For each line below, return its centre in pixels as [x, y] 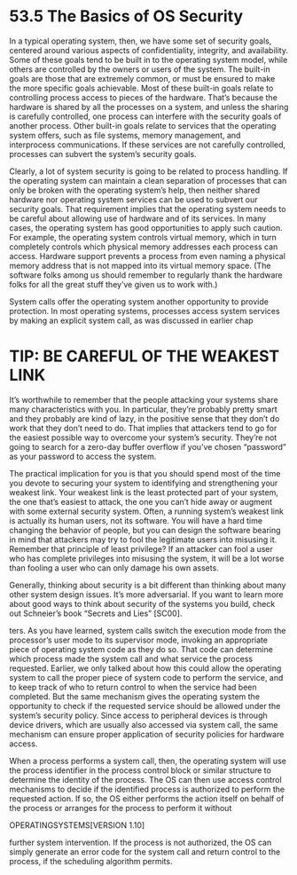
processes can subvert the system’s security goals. [103, 154]
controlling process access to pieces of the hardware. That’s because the [143, 97]
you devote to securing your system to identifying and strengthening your [144, 483]
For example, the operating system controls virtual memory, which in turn [143, 237]
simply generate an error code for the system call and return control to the [145, 851]
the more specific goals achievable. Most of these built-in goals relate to [141, 88]
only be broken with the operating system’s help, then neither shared [135, 190]
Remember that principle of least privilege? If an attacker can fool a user [141, 548]
